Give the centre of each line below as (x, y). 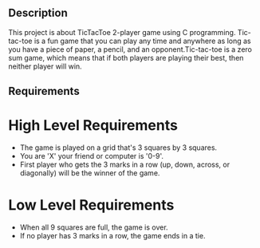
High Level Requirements (93, 126)
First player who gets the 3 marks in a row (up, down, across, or (124, 165)
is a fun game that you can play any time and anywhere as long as (142, 41)
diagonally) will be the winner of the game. (90, 173)
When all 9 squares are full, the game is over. (94, 227)
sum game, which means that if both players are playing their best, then (126, 57)
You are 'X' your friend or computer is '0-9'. (91, 156)
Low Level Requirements (91, 205)
